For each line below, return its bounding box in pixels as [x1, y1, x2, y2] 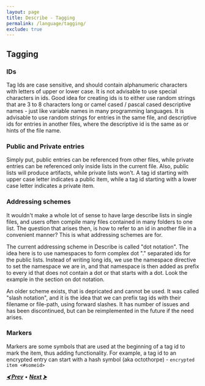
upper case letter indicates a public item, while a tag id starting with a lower [6, 176, 197, 183]
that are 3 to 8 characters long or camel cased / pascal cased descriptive [6, 101, 192, 108]
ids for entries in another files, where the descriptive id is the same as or [6, 120, 188, 128]
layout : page [6, 9, 40, 15]
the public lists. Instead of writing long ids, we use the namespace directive [6, 256, 196, 263]
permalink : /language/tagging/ [6, 20, 86, 26]
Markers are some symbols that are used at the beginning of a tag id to [6, 342, 185, 350]
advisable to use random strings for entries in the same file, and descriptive [6, 114, 197, 121]
